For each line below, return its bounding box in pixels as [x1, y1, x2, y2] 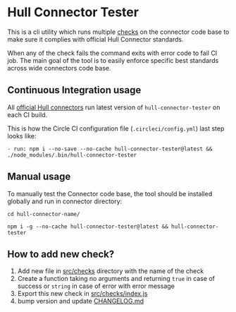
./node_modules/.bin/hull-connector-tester [7, 151, 137, 159]
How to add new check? [7, 248, 115, 260]
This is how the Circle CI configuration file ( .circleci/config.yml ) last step [7, 124, 225, 133]
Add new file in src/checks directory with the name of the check [17, 267, 204, 275]
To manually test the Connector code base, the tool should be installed [7, 189, 213, 198]
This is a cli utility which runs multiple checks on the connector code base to [7, 28, 230, 36]
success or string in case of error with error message [17, 282, 175, 290]
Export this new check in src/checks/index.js [17, 289, 148, 298]
